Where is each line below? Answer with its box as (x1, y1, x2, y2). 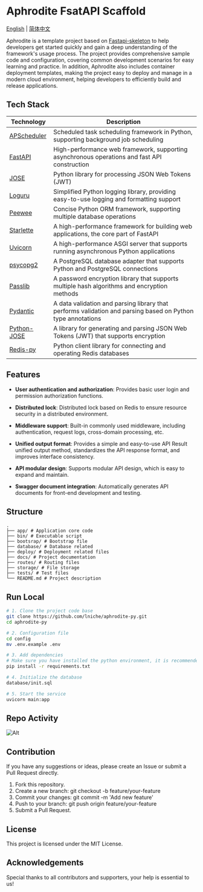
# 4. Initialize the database (6, 674, 83, 680)
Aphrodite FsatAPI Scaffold (6, 4, 146, 18)
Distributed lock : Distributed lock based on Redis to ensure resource (14, 404, 187, 411)
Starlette (9, 225, 34, 234)
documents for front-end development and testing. (14, 489, 142, 496)
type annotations (53, 314, 101, 323)
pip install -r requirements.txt (6, 664, 91, 670)
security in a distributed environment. (14, 410, 109, 418)
